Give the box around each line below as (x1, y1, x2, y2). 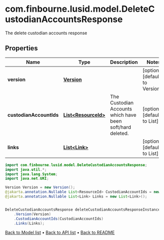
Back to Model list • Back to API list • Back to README (5, 230, 115, 236)
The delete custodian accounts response (5, 30, 87, 36)
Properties (5, 44, 38, 52)
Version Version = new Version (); (5, 185, 76, 190)
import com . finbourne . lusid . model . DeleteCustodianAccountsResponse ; (5, 162, 147, 167)
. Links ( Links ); (14, 221, 45, 226)
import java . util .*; (5, 167, 47, 172)
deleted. (110, 130, 129, 136)
